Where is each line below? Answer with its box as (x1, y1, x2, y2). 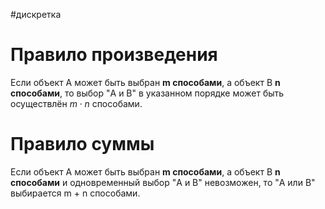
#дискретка (10, 9, 62, 20)
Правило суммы (10, 133, 155, 156)
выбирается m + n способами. (10, 187, 141, 199)
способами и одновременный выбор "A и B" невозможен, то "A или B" (10, 176, 316, 188)
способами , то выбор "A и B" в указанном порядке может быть (10, 87, 285, 99)
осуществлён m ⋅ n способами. (10, 97, 143, 109)
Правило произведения (10, 44, 218, 66)
